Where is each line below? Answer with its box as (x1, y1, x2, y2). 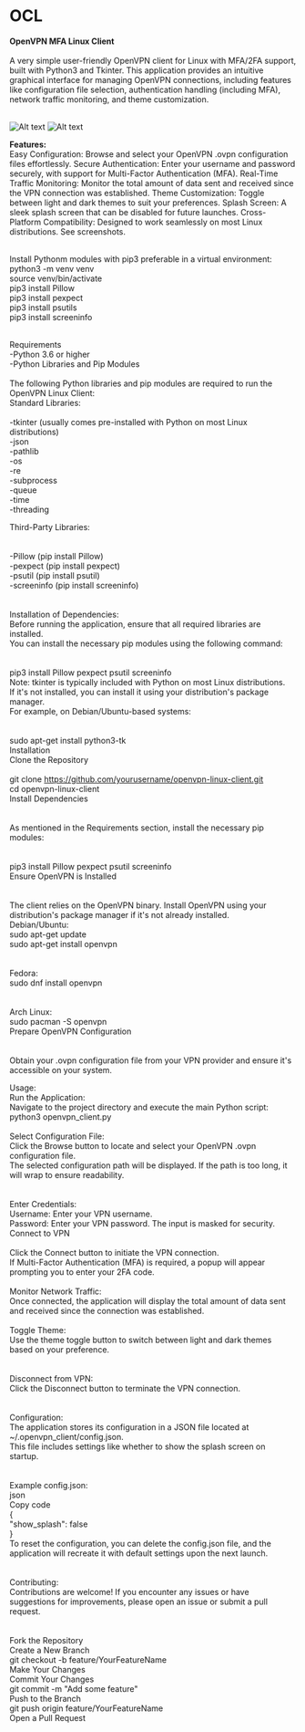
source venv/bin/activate (9, 273, 103, 284)
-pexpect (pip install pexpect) (9, 560, 121, 571)
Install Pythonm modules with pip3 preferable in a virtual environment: (9, 253, 273, 265)
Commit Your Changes (9, 1674, 95, 1685)
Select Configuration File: (9, 1131, 105, 1142)
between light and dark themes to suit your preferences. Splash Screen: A (9, 197, 287, 208)
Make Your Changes (9, 1664, 86, 1675)
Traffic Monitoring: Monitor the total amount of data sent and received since (9, 177, 294, 188)
